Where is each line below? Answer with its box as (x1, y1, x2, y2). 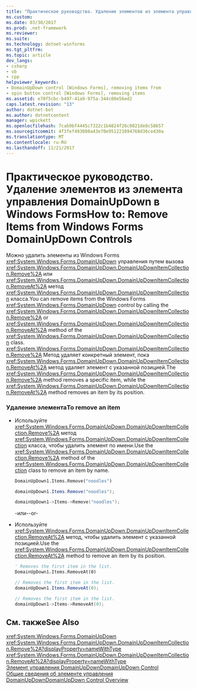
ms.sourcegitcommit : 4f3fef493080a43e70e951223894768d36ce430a (6, 128, 164, 135)
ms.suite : (6, 36, 30, 42)
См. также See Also (6, 617, 79, 627)
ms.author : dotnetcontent (6, 112, 69, 118)
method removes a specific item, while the (43, 376, 145, 383)
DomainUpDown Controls (6, 232, 133, 246)
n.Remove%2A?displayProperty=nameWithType (6, 646, 122, 653)
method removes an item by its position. (47, 389, 145, 396)
